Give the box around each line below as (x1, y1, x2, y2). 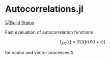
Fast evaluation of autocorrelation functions (5, 29, 93, 35)
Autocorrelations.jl (5, 3, 83, 15)
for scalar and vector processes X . (5, 49, 75, 55)
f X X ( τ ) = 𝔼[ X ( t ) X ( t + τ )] (59, 38, 106, 46)
